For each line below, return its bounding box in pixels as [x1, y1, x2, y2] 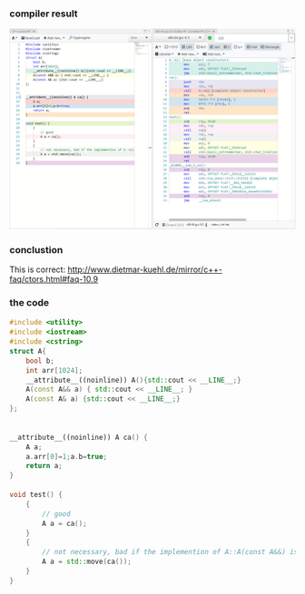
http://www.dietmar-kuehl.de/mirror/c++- [67, 264, 222, 275]
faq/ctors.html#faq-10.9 [9, 273, 98, 284]
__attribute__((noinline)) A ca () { [9, 433, 148, 442]
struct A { [9, 346, 47, 355]
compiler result [9, 7, 79, 20]
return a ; [25, 462, 64, 471]
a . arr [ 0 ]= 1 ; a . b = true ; [25, 452, 107, 461]
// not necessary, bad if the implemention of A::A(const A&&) [42, 548, 286, 557]
